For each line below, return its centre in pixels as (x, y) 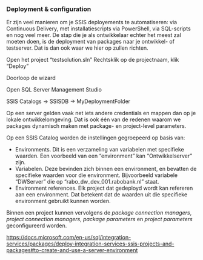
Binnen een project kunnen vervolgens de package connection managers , (99, 213)
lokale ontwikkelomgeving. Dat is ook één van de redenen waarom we (94, 119)
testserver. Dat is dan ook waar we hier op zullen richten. (77, 48)
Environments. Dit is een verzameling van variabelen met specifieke (100, 150)
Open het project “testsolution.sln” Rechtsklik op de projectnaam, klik (93, 60)
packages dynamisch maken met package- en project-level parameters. (96, 126)
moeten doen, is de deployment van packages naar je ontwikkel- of (90, 42)
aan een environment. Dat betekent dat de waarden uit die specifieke (101, 195)
